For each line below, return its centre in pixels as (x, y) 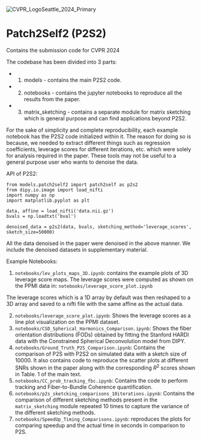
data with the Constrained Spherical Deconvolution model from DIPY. (100, 341)
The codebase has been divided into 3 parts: (61, 62)
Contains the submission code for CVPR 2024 (63, 50)
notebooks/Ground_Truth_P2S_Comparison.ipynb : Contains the (90, 347)
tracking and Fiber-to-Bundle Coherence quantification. (84, 387)
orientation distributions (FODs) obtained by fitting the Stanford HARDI (102, 335)
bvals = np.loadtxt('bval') (41, 216)
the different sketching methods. (55, 412)
